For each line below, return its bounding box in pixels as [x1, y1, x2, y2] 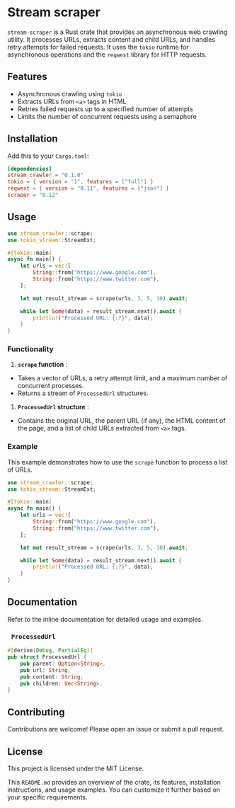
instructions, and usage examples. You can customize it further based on [7, 785, 221, 794]
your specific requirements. [7, 792, 88, 801]
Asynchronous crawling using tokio [17, 89, 122, 98]
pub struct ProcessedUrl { [7, 654, 87, 661]
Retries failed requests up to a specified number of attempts [17, 104, 193, 113]
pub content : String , [20, 673, 84, 681]
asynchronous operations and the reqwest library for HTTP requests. [7, 50, 207, 59]
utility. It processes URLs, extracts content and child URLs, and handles [7, 35, 216, 43]
